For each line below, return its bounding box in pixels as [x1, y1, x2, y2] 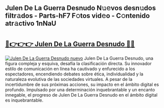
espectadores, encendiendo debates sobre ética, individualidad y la [5, 71, 144, 77]
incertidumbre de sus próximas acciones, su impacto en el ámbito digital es [5, 81, 160, 87]
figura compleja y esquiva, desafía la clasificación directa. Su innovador [5, 61, 152, 66]
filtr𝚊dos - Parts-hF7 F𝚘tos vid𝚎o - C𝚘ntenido [5, 12, 150, 20]
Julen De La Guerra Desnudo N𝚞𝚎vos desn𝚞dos [5, 4, 156, 12]
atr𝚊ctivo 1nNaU [5, 19, 56, 28]
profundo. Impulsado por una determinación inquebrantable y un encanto [5, 87, 155, 93]
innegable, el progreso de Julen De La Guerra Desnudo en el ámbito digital [5, 92, 158, 98]
